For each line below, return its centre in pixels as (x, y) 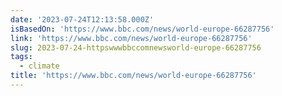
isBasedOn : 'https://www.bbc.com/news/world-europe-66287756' (142, 29)
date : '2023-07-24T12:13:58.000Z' (82, 19)
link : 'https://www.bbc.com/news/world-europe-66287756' (131, 38)
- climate (39, 66)
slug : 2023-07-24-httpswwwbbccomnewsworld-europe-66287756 (136, 47)
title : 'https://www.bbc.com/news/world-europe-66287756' (133, 76)
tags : (21, 57)
